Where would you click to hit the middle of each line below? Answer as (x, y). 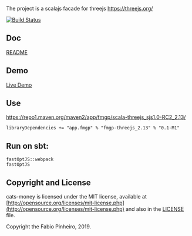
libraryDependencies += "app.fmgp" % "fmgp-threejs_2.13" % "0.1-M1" (93, 128)
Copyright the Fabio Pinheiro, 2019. (49, 227)
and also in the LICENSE (155, 209)
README (17, 52)
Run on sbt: (27, 146)
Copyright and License (48, 182)
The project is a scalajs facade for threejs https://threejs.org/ (80, 8)
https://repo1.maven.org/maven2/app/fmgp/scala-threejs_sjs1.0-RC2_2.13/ (96, 117)
